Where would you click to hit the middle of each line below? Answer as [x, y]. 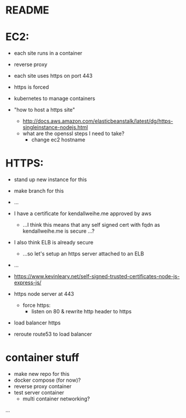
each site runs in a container [48, 53]
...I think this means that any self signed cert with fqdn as [91, 225]
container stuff [42, 358]
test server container [39, 393]
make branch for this [39, 191]
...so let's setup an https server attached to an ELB [83, 254]
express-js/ [28, 283]
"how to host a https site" [44, 110]
